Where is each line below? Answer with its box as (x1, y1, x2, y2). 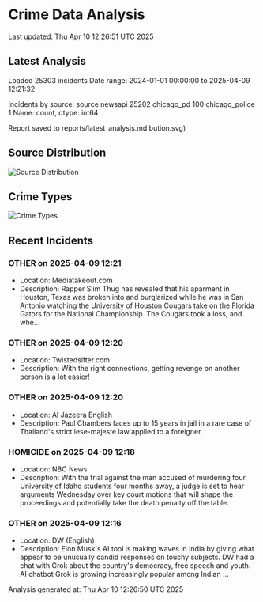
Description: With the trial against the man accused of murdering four (19, 472, 246, 482)
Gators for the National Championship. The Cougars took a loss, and (19, 309, 242, 319)
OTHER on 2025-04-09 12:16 (8, 517, 122, 528)
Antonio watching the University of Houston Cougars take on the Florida (19, 301, 255, 310)
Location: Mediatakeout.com (19, 275, 113, 286)
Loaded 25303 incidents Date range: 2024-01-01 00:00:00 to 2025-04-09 (8, 75, 250, 85)
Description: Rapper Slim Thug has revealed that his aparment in (19, 284, 231, 293)
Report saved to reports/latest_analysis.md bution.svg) (8, 123, 186, 132)
